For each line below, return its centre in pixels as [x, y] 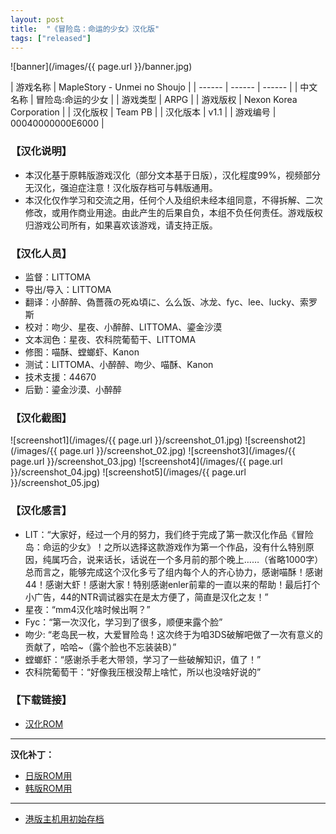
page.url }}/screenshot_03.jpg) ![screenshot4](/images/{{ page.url [146, 462]
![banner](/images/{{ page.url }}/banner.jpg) [101, 67]
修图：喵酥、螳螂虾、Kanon [82, 352]
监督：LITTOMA [58, 277]
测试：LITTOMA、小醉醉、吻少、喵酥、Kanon [119, 364]
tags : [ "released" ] [51, 38]
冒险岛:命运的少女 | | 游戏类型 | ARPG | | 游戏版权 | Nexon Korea [166, 100]
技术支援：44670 [60, 377]
